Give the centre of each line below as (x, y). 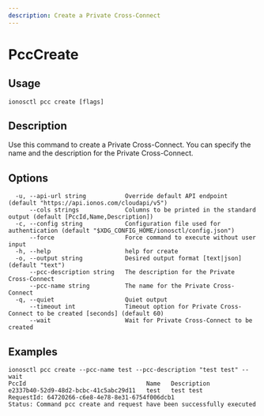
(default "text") (37, 265)
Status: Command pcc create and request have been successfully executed (132, 405)
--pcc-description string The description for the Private (132, 272)
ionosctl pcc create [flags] (56, 102)
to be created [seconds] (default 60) (100, 314)
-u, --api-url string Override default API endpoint (121, 197)
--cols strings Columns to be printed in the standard (143, 210)
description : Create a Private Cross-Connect (84, 15)
